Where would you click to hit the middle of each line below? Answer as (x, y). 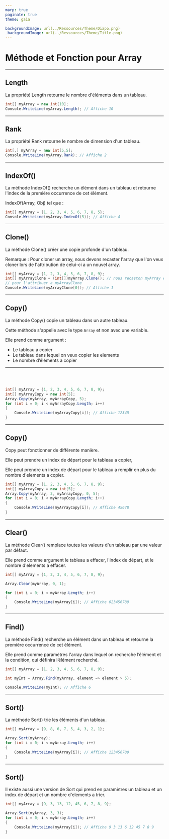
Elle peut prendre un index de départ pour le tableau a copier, (69, 460)
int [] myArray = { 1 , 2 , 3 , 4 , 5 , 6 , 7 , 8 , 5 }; (55, 212)
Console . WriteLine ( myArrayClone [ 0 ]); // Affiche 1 (59, 288)
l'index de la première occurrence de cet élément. (57, 193)
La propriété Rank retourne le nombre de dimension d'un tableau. (73, 141)
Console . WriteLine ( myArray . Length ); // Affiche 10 (59, 109)
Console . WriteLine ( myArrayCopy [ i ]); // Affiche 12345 (72, 413)
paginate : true (21, 15)
